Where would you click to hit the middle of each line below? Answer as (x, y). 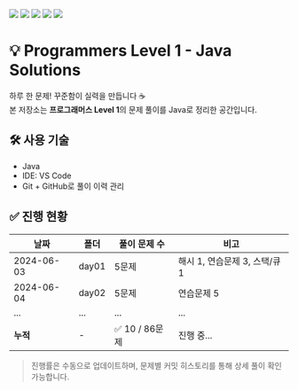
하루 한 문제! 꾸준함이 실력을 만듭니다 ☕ (78, 96)
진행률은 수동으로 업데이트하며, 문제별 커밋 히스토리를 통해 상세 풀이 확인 (156, 365)
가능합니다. (50, 377)
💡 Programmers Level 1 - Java (121, 51)
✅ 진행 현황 (39, 217)
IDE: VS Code (47, 175)
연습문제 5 (199, 293)
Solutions (45, 70)
